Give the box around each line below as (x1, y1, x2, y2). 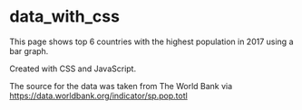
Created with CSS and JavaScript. (9, 63, 137, 74)
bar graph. (9, 45, 49, 56)
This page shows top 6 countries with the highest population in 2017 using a (9, 36, 294, 47)
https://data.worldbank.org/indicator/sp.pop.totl (9, 90, 188, 101)
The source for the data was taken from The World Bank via (9, 80, 233, 91)
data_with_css (9, 6, 121, 27)
